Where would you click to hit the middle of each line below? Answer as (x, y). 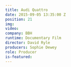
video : (12, 29)
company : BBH (19, 33)
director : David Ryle (28, 43)
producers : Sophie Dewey (31, 47)
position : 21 (19, 19)
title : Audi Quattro (27, 10)
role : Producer (21, 52)
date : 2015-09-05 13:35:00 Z (35, 15)
